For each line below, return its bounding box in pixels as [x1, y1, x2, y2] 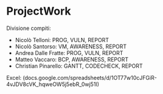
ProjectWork [6, 4, 71, 18]
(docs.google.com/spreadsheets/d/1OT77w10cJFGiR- [23, 74, 157, 81]
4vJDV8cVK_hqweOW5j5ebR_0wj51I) [6, 81, 99, 88]
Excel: [6, 74, 22, 81]
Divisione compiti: [6, 24, 51, 32]
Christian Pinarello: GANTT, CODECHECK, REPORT [15, 62, 143, 70]
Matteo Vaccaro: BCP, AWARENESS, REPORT [15, 56, 129, 63]
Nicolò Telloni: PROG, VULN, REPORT [15, 36, 109, 43]
